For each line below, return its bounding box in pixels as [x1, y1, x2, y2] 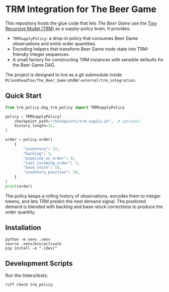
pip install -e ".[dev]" [5, 245, 57, 251]
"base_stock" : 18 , [23, 165, 62, 170]
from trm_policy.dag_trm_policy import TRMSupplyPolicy [5, 105, 125, 110]
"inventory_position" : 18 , [23, 170, 80, 175]
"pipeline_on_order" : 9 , [23, 156, 75, 161]
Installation [5, 224, 41, 232]
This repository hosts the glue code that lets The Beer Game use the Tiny [5, 20, 157, 26]
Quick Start [5, 91, 42, 100]
